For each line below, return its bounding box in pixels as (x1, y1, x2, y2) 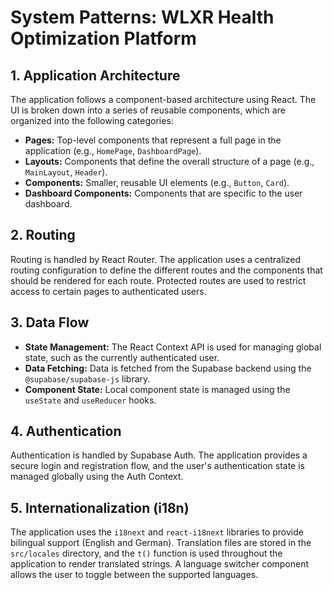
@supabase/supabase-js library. (24, 372, 151, 385)
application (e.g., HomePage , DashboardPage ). (24, 145, 202, 156)
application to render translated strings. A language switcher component (10, 558, 310, 570)
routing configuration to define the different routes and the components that (10, 264, 323, 276)
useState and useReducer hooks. (24, 394, 157, 406)
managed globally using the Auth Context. (10, 471, 184, 483)
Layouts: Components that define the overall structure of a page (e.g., (24, 156, 315, 167)
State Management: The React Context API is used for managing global (24, 341, 322, 353)
